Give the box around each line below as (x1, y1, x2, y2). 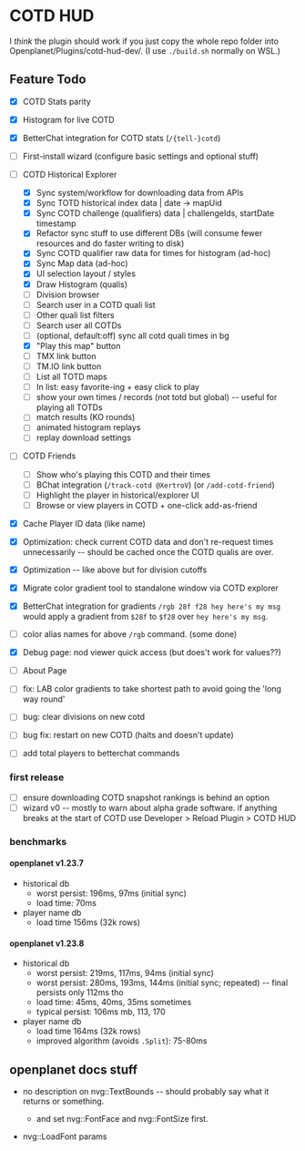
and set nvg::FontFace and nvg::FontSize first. (36, 1114, 209, 1125)
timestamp (36, 218, 76, 229)
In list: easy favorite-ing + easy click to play (36, 382, 200, 393)
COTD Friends (22, 450, 76, 461)
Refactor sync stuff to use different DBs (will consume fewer (36, 228, 263, 239)
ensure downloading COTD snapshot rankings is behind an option (22, 792, 270, 803)
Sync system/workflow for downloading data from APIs (36, 188, 244, 199)
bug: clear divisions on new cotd (22, 712, 146, 723)
